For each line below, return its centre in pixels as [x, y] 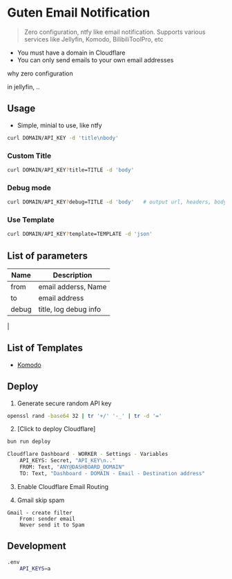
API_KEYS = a [35, 569]
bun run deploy [29, 442]
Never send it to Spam [52, 525]
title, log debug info [70, 309]
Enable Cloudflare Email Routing [63, 486]
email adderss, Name [72, 286]
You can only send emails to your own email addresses [95, 59]
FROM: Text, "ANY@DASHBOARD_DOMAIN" [72, 467]
